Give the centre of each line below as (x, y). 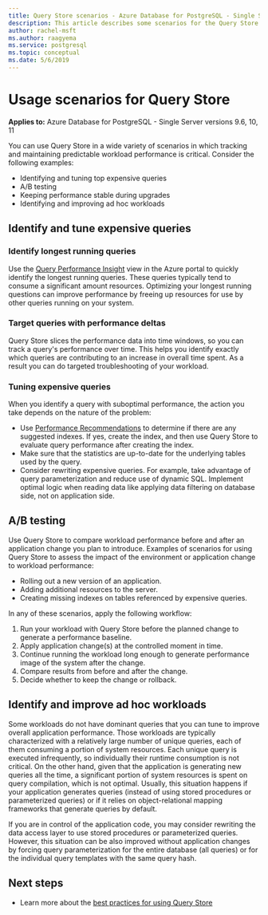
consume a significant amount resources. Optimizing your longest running (130, 286)
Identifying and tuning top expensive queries (93, 178)
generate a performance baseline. (76, 637)
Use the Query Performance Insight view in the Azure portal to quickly (124, 269)
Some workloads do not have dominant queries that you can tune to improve (134, 724)
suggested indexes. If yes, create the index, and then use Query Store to (139, 436)
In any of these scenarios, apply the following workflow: (100, 613)
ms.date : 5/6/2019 (39, 61)
